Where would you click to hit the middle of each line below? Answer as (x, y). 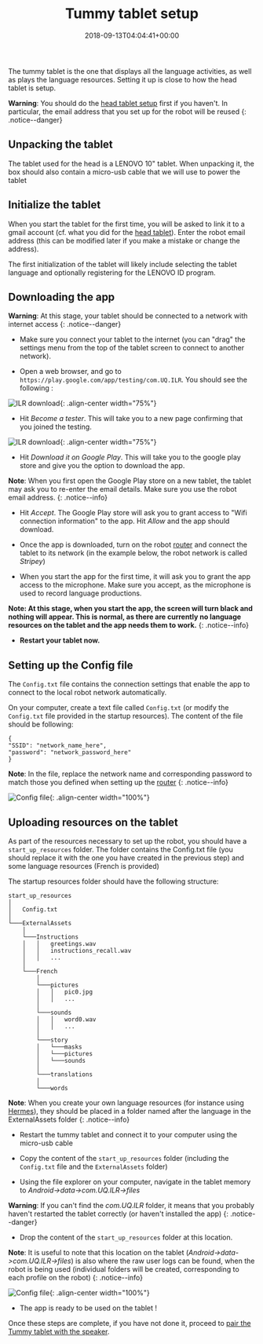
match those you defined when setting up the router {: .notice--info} (119, 782)
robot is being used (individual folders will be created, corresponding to (124, 1269)
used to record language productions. (80, 593)
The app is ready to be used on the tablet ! (88, 1308)
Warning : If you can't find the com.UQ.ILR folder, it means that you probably (131, 1205)
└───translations (64, 1075)
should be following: (41, 724)
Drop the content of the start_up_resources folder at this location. (126, 1237)
